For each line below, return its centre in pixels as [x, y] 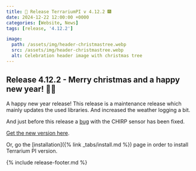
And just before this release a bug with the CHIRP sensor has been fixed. [95, 121]
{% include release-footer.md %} [47, 162]
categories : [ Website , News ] [42, 23]
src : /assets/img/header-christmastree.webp [68, 50]
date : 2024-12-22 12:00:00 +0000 [48, 17]
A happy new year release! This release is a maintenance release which [94, 103]
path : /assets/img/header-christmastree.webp [69, 45]
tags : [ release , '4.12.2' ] [40, 28]
